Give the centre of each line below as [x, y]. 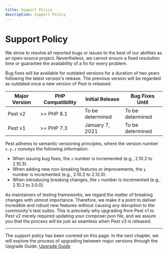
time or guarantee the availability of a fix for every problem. [66, 63]
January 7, [97, 125]
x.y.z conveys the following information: [47, 149]
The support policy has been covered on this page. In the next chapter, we [82, 236]
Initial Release [102, 99]
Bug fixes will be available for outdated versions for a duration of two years [82, 73]
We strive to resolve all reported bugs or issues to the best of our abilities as [84, 53]
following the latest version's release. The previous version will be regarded [83, 78]
